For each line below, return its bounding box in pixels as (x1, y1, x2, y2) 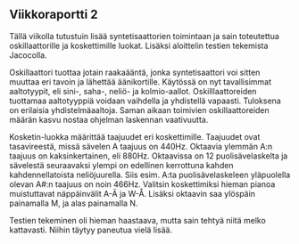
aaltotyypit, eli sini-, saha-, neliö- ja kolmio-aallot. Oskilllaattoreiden (9, 85, 257, 96)
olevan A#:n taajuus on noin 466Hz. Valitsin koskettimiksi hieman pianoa (9, 178, 276, 190)
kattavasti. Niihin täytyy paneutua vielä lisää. (9, 224, 173, 235)
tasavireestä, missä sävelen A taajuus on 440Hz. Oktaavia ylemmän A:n (9, 141, 273, 151)
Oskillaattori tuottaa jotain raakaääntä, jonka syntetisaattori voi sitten (9, 67, 261, 77)
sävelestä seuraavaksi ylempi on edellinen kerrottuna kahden (9, 159, 234, 170)
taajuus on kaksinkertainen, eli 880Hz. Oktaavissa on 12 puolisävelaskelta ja (9, 150, 288, 161)
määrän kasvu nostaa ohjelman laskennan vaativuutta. (9, 114, 209, 125)
